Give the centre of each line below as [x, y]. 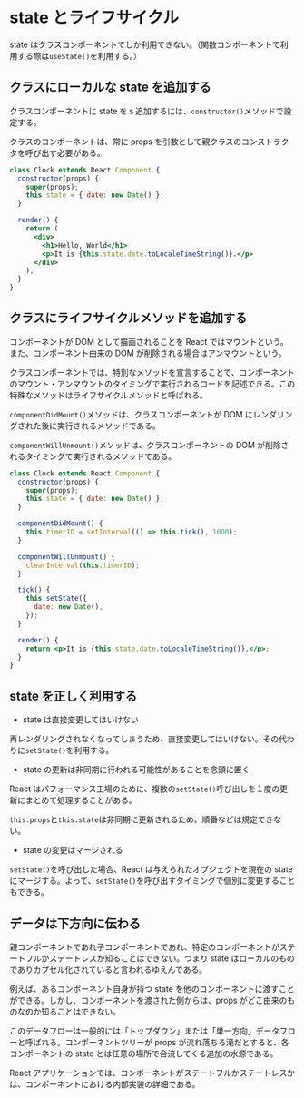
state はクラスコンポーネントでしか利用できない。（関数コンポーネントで [145, 44]
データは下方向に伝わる [75, 923]
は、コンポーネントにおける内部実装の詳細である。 [105, 1083]
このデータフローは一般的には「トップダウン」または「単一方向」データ [144, 1031]
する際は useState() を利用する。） [79, 55]
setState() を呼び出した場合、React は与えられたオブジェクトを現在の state [151, 869]
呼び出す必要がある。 [65, 152]
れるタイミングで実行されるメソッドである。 [93, 456]
